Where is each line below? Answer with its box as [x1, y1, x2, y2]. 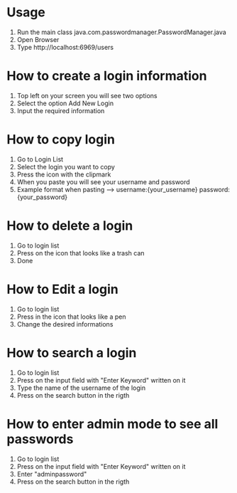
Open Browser [16, 35, 60, 43]
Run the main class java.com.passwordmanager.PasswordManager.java [16, 28, 226, 36]
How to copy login [6, 132, 115, 148]
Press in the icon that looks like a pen [16, 312, 126, 321]
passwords [6, 431, 74, 447]
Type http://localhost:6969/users [16, 43, 114, 51]
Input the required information [16, 106, 105, 115]
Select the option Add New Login [16, 99, 114, 107]
